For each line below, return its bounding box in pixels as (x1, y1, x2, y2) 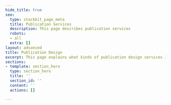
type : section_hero (10, 69, 51, 74)
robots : (10, 31, 26, 36)
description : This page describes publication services (10, 26, 131, 31)
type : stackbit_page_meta (10, 17, 65, 22)
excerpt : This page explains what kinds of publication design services (5, 54, 163, 60)
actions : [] (10, 87, 36, 93)
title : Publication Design (5, 50, 63, 55)
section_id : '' (10, 78, 42, 83)
